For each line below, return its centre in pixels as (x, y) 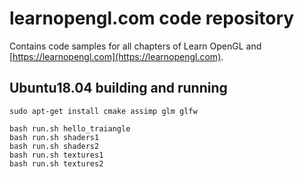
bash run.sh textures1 (56, 155)
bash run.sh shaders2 (54, 146)
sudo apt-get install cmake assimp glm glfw (103, 111)
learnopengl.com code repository (152, 18)
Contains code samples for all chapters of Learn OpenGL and (135, 46)
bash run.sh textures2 (56, 163)
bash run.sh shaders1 (54, 137)
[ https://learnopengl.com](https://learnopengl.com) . (116, 56)
